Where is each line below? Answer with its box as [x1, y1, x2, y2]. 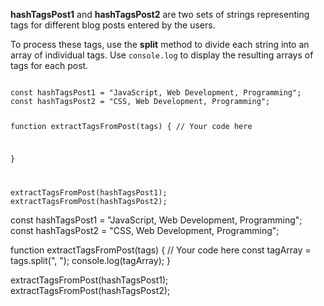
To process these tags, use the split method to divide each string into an [10, 39, 310, 50]
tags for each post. [10, 60, 89, 71]
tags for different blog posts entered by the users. [10, 19, 216, 31]
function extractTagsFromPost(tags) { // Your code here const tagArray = [10, 244, 312, 256]
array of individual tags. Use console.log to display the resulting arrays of [10, 49, 314, 61]
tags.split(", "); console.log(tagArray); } [10, 254, 171, 266]
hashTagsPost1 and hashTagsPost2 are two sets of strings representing [10, 9, 310, 20]
